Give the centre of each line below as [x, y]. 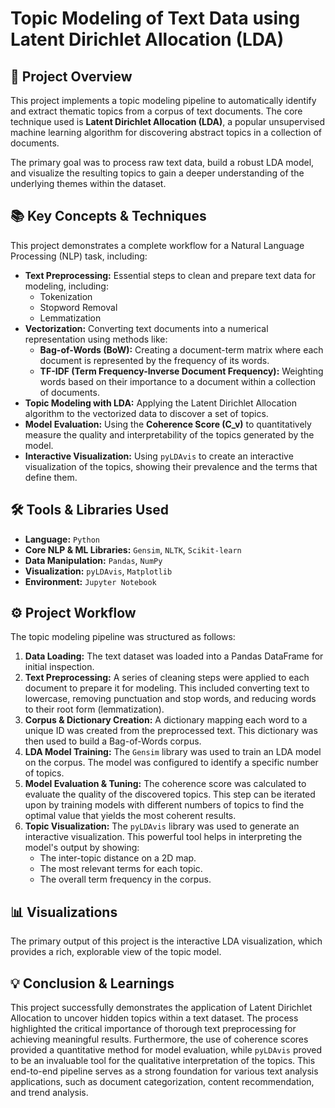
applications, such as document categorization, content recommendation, [162, 1082]
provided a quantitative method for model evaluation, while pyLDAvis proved [166, 1050]
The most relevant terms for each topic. [121, 869]
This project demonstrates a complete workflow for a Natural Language [157, 245]
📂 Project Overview [71, 76]
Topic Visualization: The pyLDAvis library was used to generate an [162, 826]
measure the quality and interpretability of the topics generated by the [169, 434]
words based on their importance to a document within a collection [178, 381]
